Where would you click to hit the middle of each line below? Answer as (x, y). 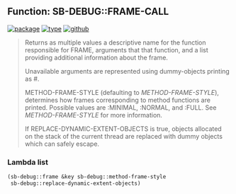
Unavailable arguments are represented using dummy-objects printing (127, 71)
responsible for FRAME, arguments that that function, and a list (117, 50)
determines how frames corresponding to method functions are (118, 100)
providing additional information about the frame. (96, 57)
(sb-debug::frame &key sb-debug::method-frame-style (87, 177)
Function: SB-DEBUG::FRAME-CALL (88, 12)
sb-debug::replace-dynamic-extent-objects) (75, 183)
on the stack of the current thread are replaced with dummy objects (124, 136)
